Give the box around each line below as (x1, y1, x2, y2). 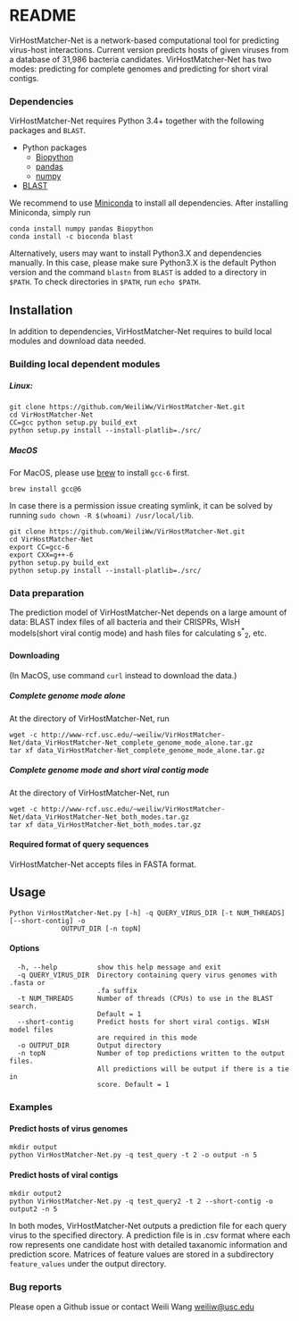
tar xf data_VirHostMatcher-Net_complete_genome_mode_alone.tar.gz (9, 745, 266, 755)
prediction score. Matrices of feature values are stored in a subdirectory (9, 1249, 274, 1260)
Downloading (9, 650, 60, 661)
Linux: (9, 380, 33, 391)
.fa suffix (96, 987, 138, 996)
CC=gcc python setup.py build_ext (9, 417, 138, 427)
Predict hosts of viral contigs (9, 1169, 119, 1180)
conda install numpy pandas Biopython (9, 224, 154, 233)
